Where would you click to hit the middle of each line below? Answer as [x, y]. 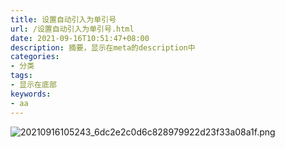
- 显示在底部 [33, 85]
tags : [21, 76]
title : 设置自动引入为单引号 [63, 19]
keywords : [31, 94]
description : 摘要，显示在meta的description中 [103, 47]
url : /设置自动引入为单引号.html [72, 29]
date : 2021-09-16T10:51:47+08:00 [80, 38]
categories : [35, 57]
